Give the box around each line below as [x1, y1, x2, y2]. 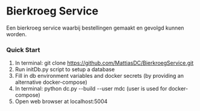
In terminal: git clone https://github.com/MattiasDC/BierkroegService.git [14, 59, 194, 67]
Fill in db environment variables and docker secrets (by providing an [14, 72, 184, 80]
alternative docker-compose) [14, 78, 87, 86]
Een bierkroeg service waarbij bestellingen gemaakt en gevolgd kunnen [6, 24, 184, 31]
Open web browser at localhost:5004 [14, 98, 108, 105]
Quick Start [6, 45, 40, 54]
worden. [6, 30, 27, 37]
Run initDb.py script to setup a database [14, 66, 115, 73]
